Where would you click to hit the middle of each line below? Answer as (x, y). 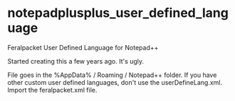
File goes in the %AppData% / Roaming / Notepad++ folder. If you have (112, 75)
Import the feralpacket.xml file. (52, 90)
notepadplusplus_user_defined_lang (118, 13)
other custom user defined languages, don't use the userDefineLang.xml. (115, 82)
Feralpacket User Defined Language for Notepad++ (83, 47)
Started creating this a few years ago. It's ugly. (76, 61)
